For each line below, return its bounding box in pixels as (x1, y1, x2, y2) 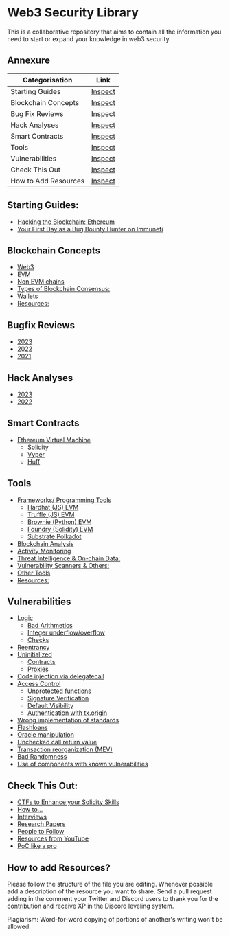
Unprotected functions (27, 687, 91, 695)
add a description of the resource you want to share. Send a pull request (7, 887, 212, 895)
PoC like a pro (16, 842, 57, 850)
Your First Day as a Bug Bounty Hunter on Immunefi (16, 225, 163, 233)
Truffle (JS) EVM (27, 510, 75, 518)
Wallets (16, 292, 38, 300)
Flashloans (16, 723, 48, 732)
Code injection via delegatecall (16, 672, 105, 681)
